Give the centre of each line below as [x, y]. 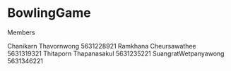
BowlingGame [49, 13]
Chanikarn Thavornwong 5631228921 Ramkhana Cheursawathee [102, 46]
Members [21, 32]
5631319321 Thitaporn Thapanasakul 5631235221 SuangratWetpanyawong [116, 53]
